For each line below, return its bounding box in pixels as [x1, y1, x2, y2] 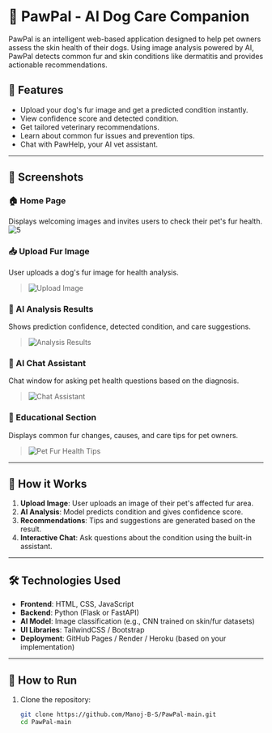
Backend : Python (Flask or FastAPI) [19, 607, 140, 618]
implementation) [19, 642, 75, 652]
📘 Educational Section [8, 412, 97, 424]
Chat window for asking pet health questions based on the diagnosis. [8, 376, 240, 386]
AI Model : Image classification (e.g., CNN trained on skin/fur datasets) [19, 616, 255, 626]
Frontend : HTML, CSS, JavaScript [19, 599, 134, 609]
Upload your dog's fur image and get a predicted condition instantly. [19, 104, 249, 114]
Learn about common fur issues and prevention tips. [19, 130, 196, 140]
